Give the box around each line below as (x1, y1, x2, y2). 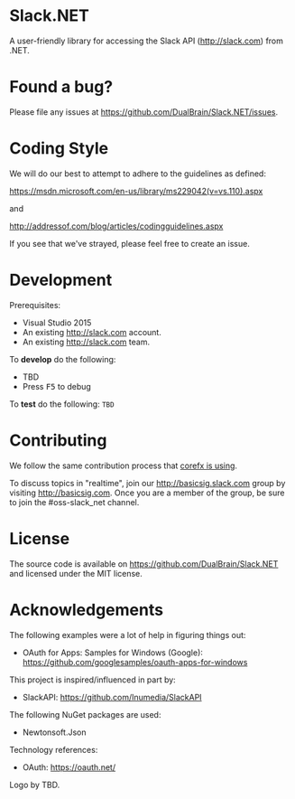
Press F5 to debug (22, 381, 92, 391)
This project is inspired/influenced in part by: (9, 674, 176, 685)
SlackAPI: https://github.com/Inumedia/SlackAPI (22, 691, 202, 702)
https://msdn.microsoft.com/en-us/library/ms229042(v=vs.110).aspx (9, 185, 263, 196)
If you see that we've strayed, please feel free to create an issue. (9, 238, 250, 249)
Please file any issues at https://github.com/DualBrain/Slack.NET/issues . (9, 106, 278, 117)
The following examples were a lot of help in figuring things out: (9, 629, 246, 640)
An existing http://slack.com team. (22, 336, 151, 347)
